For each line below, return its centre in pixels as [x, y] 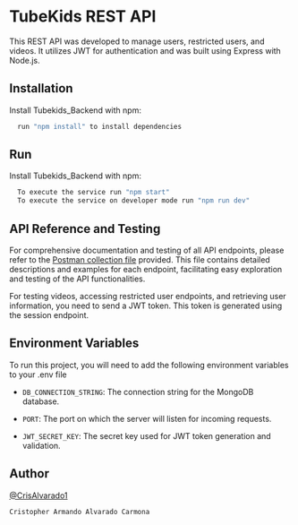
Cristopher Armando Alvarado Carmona [80, 512]
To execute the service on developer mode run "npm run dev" [134, 201]
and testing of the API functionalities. [77, 279]
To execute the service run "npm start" [94, 193]
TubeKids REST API [83, 17]
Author [29, 473]
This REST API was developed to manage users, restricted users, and [137, 41]
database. [41, 401]
